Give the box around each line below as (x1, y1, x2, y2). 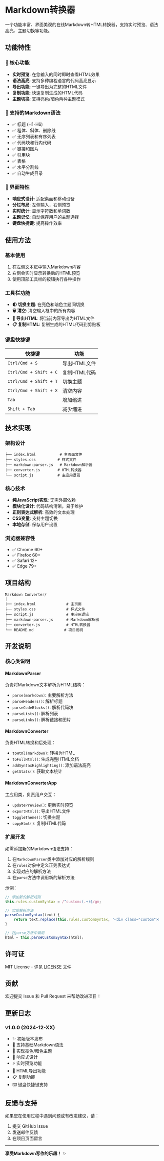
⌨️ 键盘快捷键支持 (12, 1082, 48, 1088)
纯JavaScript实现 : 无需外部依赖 (12, 497, 76, 503)
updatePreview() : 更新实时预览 (12, 802, 74, 808)
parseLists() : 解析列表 (12, 711, 59, 717)
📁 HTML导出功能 (12, 1068, 46, 1074)
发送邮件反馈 (12, 1129, 38, 1135)
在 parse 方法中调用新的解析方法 (12, 874, 75, 880)
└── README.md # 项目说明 (5, 627, 83, 632)
